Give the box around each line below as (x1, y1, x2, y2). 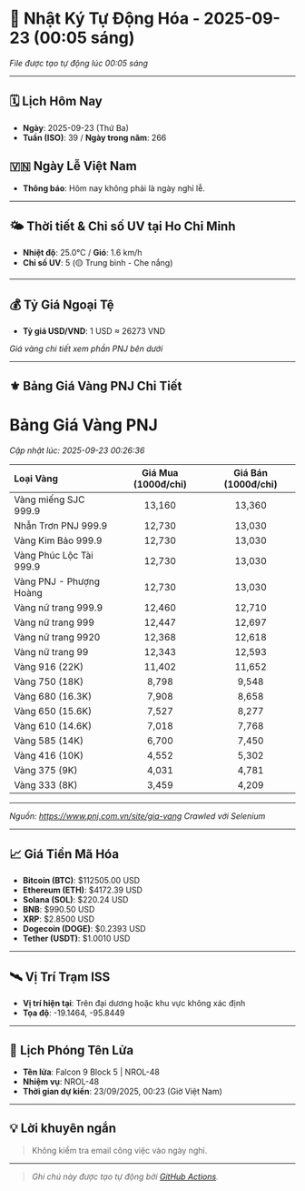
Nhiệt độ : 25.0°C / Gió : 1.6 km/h (22, 247, 143, 258)
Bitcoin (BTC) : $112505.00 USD (22, 875, 141, 886)
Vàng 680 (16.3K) (14, 690, 93, 702)
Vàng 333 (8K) (14, 778, 78, 791)
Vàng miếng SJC (14, 493, 85, 506)
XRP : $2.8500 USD (22, 913, 95, 924)
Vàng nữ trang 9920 (14, 631, 101, 643)
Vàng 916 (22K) (14, 660, 84, 672)
